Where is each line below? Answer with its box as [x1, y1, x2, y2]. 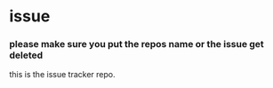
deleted [9, 49, 44, 61]
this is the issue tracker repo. [9, 69, 116, 80]
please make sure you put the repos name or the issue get [9, 38, 264, 51]
